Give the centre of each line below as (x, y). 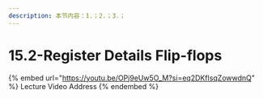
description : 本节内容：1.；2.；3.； (67, 16)
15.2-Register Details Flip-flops (115, 55)
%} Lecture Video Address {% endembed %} (84, 86)
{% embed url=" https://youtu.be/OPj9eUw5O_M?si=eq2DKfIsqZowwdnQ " (132, 78)
